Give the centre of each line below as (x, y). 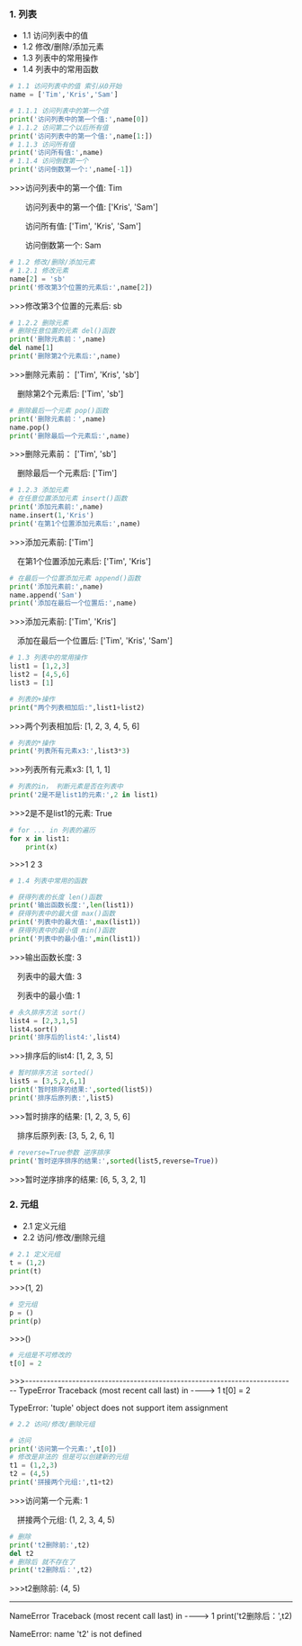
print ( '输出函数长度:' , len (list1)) (72, 905)
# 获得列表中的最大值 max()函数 (62, 914)
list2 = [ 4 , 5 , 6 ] (40, 675)
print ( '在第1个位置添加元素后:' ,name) (75, 524)
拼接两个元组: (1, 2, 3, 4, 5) (66, 1519)
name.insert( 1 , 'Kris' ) (52, 516)
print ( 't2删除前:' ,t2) (50, 1545)
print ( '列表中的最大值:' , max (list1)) (75, 922)
